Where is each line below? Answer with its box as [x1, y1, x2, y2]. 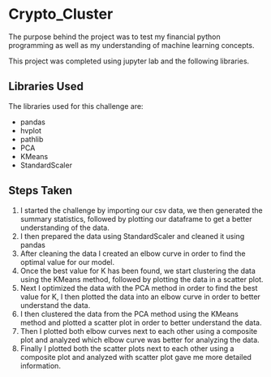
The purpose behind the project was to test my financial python [8, 32, 221, 41]
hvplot [19, 125, 42, 135]
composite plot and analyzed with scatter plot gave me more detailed [19, 352, 252, 362]
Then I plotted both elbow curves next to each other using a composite [19, 326, 258, 336]
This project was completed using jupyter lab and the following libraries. [8, 56, 250, 66]
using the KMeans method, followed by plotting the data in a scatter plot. [19, 274, 264, 284]
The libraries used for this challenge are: [8, 101, 144, 110]
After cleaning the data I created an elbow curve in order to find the [19, 249, 246, 258]
